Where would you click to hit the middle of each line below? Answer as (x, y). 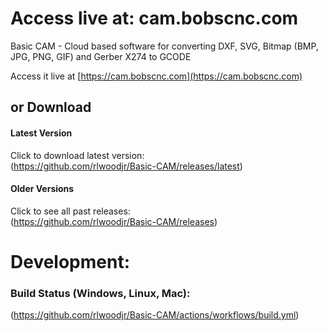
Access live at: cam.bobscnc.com (154, 18)
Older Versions (42, 189)
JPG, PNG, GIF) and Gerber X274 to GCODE (101, 56)
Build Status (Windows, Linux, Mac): (100, 293)
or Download (51, 107)
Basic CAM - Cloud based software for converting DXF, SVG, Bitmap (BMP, (164, 46)
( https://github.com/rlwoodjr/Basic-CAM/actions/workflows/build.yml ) (155, 315)
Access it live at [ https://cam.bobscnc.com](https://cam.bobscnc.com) (156, 76)
